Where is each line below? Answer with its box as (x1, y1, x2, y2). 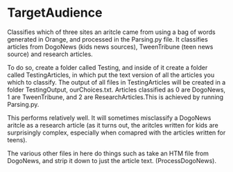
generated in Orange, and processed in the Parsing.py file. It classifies (7, 35, 208, 43)
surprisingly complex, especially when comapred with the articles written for (7, 128, 226, 137)
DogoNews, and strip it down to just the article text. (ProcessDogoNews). (7, 156, 217, 164)
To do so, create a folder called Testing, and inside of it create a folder (7, 63, 208, 71)
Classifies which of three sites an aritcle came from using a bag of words (7, 28, 216, 36)
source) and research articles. (7, 50, 94, 58)
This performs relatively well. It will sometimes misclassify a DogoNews (7, 113, 212, 122)
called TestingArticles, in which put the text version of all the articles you (7, 71, 215, 79)
